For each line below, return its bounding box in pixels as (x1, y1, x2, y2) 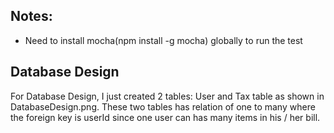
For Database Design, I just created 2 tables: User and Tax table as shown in (10, 90, 325, 102)
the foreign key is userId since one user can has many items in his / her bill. (10, 111, 321, 123)
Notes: (10, 8, 53, 25)
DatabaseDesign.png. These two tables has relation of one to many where (10, 100, 316, 113)
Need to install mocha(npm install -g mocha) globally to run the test (24, 34, 303, 46)
